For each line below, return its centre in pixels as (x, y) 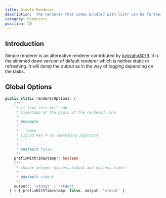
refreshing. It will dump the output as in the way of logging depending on (79, 66)
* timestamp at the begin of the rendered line (66, 112)
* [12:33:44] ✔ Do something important (58, 135)
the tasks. (15, 71)
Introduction (25, 43)
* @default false (34, 149)
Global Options (29, 87)
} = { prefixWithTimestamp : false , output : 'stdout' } (67, 191)
